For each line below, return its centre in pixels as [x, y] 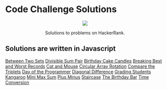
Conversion [17, 82]
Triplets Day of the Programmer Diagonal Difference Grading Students [78, 71]
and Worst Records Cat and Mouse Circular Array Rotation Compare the [80, 66]
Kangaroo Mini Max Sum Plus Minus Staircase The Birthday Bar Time [77, 77]
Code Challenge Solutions [61, 9]
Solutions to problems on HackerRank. [85, 33]
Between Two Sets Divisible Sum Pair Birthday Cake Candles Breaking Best [83, 61]
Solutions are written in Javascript [60, 49]
